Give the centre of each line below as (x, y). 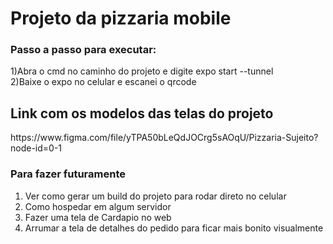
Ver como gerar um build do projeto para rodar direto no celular (155, 196)
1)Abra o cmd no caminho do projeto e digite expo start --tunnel (142, 71)
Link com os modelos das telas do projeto (142, 113)
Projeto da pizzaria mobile (121, 18)
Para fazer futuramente (68, 174)
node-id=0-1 (36, 148)
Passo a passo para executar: (83, 50)
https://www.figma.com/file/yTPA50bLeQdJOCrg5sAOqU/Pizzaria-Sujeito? (164, 138)
